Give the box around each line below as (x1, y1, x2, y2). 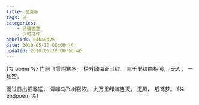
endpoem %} (6, 92, 39, 99)
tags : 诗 (6, 14, 27, 20)
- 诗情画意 (17, 25, 41, 32)
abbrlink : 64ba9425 (6, 37, 55, 43)
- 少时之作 (17, 31, 41, 37)
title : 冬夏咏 (6, 8, 39, 15)
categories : (6, 20, 36, 26)
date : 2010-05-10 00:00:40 (6, 43, 74, 49)
